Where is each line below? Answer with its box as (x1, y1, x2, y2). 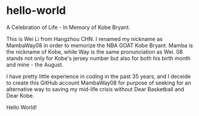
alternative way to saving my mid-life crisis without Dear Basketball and (6, 85, 184, 92)
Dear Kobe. (6, 92, 34, 99)
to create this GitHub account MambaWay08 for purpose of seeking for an (6, 79, 192, 86)
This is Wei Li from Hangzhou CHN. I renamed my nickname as (6, 35, 163, 42)
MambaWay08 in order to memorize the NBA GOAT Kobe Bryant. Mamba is (6, 42, 194, 49)
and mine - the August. (6, 61, 64, 68)
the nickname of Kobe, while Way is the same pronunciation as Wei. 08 (6, 48, 183, 55)
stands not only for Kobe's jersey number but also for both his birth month (6, 54, 191, 62)
